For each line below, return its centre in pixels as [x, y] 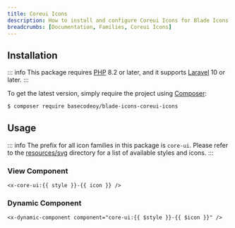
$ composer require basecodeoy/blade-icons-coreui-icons [93, 106]
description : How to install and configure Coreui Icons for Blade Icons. [120, 20]
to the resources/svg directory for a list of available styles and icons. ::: [110, 153]
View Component [38, 171]
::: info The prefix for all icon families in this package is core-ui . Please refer [118, 145]
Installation [32, 55]
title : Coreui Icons [38, 14]
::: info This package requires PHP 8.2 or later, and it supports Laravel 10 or [116, 72]
